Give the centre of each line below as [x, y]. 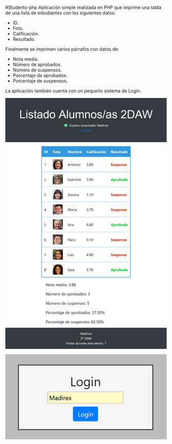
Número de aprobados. [37, 64]
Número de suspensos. [37, 70]
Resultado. [24, 39]
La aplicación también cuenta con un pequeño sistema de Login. [73, 91]
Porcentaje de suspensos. [40, 81]
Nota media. [26, 59]
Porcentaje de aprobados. [40, 75]
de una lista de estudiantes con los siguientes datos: [61, 13]
